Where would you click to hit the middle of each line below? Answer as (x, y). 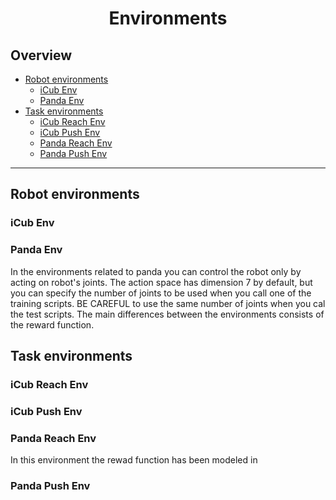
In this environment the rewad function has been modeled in (134, 460)
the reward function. (52, 324)
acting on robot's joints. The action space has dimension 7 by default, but (161, 282)
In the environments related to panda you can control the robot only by (156, 271)
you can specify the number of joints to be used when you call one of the (161, 293)
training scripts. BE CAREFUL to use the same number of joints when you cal (168, 303)
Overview (41, 55)
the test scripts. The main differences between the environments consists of (167, 314)
